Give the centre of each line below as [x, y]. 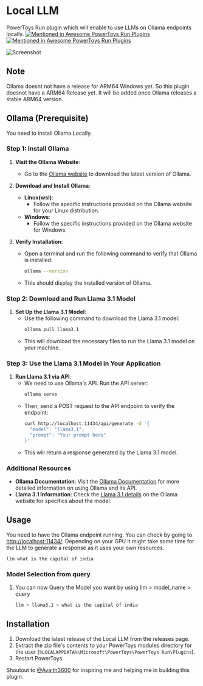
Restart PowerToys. [39, 658]
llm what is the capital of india [50, 559]
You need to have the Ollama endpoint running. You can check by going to [99, 535]
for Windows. [50, 230]
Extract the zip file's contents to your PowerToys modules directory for [104, 645]
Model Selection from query [49, 574]
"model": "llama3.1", [57, 429]
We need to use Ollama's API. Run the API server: [86, 383]
